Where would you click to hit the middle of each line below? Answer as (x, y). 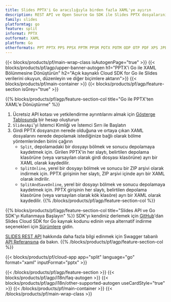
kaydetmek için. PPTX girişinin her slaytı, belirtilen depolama (83, 190)
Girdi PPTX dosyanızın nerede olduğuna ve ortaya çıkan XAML (78, 130)
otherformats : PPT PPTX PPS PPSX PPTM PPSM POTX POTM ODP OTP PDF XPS (82, 48)
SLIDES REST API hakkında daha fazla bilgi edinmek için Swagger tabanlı (82, 236)
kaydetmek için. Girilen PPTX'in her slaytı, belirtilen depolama (84, 152)
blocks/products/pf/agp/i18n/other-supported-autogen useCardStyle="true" (85, 283)
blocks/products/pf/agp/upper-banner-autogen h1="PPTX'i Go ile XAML (81, 68)
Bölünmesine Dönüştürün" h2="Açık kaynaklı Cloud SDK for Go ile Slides (81, 73)
